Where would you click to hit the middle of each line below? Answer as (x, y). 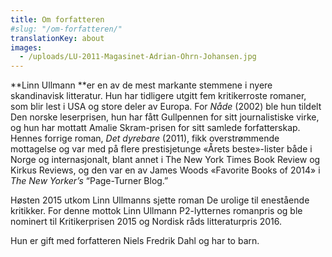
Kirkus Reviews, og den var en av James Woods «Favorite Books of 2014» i (165, 170)
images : (26, 47)
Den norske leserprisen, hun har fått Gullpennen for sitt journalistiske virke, (165, 117)
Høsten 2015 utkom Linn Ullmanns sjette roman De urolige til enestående (160, 200)
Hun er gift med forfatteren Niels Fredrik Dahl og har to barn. (135, 241)
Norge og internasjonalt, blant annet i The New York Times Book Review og (165, 160)
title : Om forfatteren (57, 19)
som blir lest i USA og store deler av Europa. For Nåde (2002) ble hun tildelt (166, 107)
